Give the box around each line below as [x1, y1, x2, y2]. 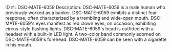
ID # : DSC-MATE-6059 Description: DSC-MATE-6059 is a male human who [5, 5, 165, 10]
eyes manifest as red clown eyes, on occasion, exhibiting [35, 20, 156, 26]
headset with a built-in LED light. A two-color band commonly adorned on [5, 31, 161, 37]
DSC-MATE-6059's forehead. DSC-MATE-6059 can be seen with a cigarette [5, 36, 167, 42]
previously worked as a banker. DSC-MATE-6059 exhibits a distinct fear [5, 10, 157, 16]
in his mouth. [5, 42, 33, 47]
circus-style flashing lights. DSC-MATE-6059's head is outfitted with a [5, 26, 154, 32]
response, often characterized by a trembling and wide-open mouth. [5, 15, 150, 21]
